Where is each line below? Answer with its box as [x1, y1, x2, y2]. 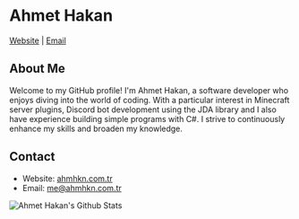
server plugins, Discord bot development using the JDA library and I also [9, 104, 278, 115]
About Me [9, 61, 65, 76]
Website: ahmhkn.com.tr [21, 172, 114, 184]
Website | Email [9, 35, 67, 46]
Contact [9, 149, 56, 164]
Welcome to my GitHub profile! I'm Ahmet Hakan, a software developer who [9, 84, 289, 95]
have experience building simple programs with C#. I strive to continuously [9, 113, 286, 124]
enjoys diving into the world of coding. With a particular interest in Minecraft [9, 94, 290, 105]
